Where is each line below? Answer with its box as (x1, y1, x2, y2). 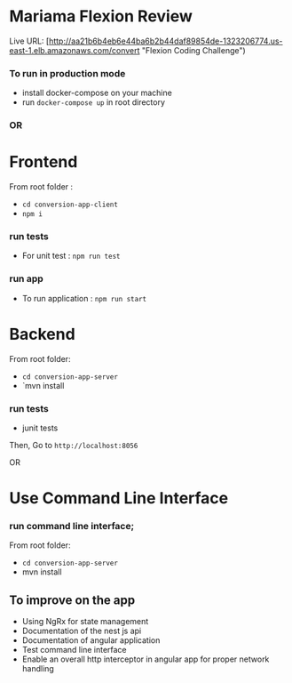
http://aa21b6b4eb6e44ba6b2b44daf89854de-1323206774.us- (48, 36, 283, 46)
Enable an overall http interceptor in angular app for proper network (21, 654, 270, 664)
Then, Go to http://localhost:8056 (9, 439, 138, 450)
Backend (9, 324, 75, 344)
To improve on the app (9, 592, 136, 607)
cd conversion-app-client (21, 200, 118, 210)
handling (21, 663, 55, 674)
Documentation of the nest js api (21, 625, 142, 637)
